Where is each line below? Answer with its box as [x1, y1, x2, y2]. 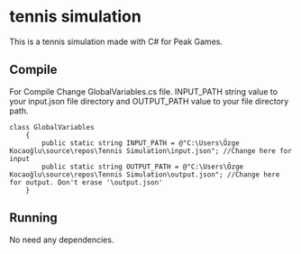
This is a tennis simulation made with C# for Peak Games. [9, 36, 223, 47]
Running [9, 210, 59, 226]
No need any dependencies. [9, 234, 114, 245]
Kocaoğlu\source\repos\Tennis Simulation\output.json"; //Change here [9, 169, 280, 179]
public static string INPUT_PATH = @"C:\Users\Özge [41, 138, 241, 148]
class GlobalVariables [9, 122, 95, 132]
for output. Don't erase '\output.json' [9, 177, 164, 186]
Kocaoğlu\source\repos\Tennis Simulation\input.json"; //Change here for [9, 146, 293, 155]
